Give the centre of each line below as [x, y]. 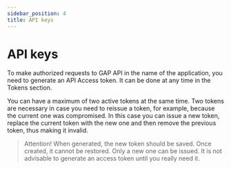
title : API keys [30, 20]
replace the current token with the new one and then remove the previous [112, 123]
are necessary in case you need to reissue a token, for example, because [111, 108]
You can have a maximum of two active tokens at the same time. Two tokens [115, 101]
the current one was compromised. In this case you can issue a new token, [113, 116]
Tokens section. [30, 88]
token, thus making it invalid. [48, 130]
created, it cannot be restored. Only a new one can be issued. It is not [123, 151]
